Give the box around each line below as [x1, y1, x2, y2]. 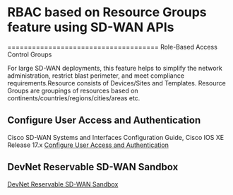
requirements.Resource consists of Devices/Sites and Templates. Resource [7, 78, 226, 87]
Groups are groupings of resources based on [7, 86, 139, 95]
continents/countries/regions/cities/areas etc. [7, 93, 141, 102]
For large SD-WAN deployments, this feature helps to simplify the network [7, 64, 222, 72]
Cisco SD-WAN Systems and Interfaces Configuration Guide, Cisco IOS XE [7, 133, 225, 141]
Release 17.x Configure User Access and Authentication [7, 141, 169, 149]
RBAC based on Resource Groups [7, 4, 207, 20]
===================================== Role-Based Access [7, 42, 217, 51]
